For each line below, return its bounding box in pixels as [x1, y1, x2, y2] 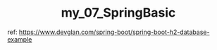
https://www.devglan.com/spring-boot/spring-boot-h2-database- [18, 28, 210, 36]
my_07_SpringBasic [61, 5, 176, 21]
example [7, 35, 32, 43]
